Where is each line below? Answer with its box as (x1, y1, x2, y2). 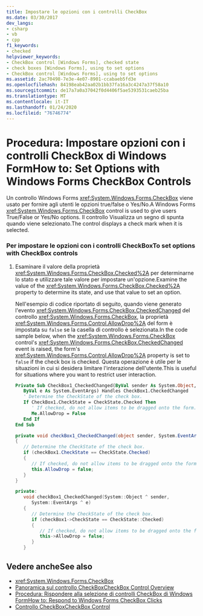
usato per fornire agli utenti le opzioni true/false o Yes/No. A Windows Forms (6, 201, 196, 208)
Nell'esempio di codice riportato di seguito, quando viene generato (14, 300, 182, 307)
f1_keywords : (6, 43, 39, 49)
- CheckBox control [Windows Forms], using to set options (6, 71, 158, 77)
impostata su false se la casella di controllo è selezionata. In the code (14, 326, 188, 333)
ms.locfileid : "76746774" (6, 110, 71, 116)
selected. (6, 226, 30, 234)
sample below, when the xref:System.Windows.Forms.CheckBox (14, 332, 176, 339)
